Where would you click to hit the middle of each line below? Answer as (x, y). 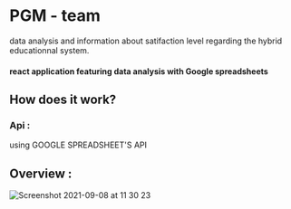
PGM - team (55, 16)
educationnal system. (49, 50)
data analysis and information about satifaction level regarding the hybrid (146, 41)
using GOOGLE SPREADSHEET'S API (78, 145)
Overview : (41, 173)
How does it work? (63, 99)
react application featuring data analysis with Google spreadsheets (139, 71)
